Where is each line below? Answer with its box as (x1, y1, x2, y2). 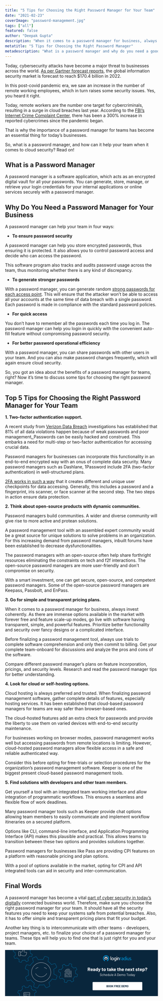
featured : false (5, 28, 38, 33)
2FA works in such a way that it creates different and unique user (5, 479, 135, 484)
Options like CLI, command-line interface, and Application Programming (5, 828, 149, 834)
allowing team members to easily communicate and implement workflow (5, 814, 150, 820)
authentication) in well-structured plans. (5, 469, 85, 475)
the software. (5, 652, 32, 658)
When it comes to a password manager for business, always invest (5, 606, 139, 612)
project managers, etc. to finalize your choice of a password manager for (5, 930, 151, 935)
